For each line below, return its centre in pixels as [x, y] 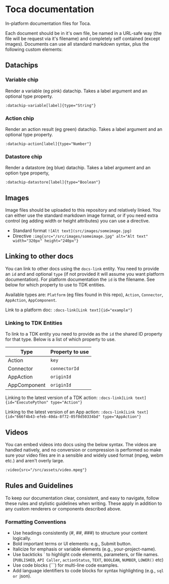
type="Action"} [66, 403]
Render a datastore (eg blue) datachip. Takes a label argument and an [78, 168]
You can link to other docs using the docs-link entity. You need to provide [82, 268]
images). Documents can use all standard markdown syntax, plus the [77, 44]
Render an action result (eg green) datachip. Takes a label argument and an [84, 129]
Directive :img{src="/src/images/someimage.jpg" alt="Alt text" [80, 236]
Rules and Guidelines [39, 486]
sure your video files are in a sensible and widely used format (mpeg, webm [84, 455]
